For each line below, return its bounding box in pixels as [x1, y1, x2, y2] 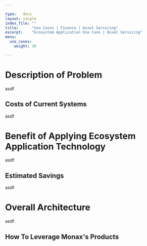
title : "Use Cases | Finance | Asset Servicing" [5, 25, 119, 30]
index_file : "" [5, 21, 37, 26]
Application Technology [5, 141, 106, 152]
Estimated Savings [5, 171, 64, 180]
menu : [5, 35, 16, 40]
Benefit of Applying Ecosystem [5, 130, 136, 141]
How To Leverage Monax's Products [5, 233, 119, 241]
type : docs [5, 11, 32, 16]
